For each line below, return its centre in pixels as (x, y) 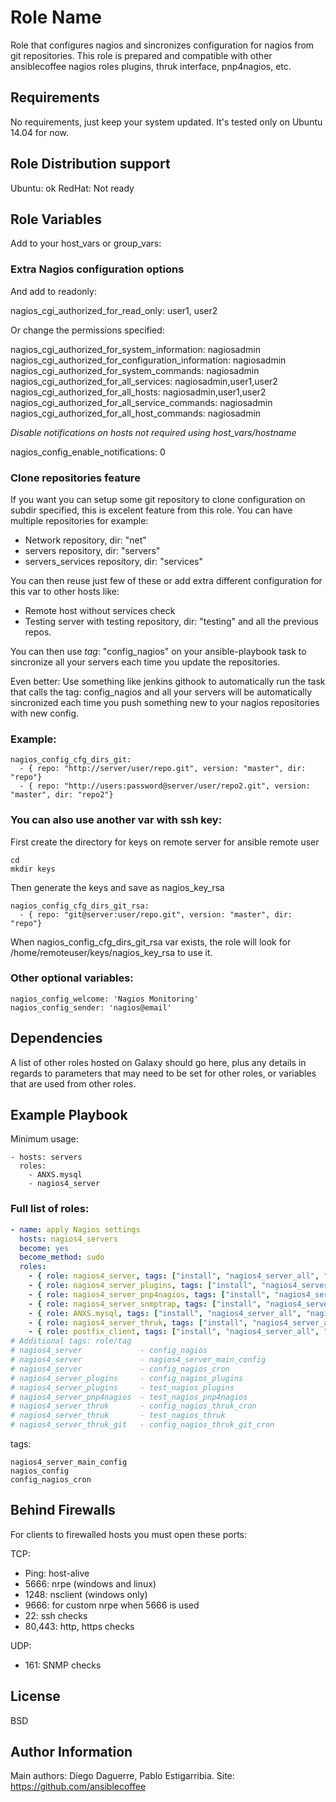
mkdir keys (33, 869)
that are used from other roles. (73, 1083)
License (35, 1696)
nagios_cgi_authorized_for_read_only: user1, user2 (114, 310)
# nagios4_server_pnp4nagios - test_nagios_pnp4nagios (129, 1397)
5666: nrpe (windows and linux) (90, 1583)
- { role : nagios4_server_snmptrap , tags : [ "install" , (145, 1304)
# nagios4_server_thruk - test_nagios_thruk (118, 1416)
